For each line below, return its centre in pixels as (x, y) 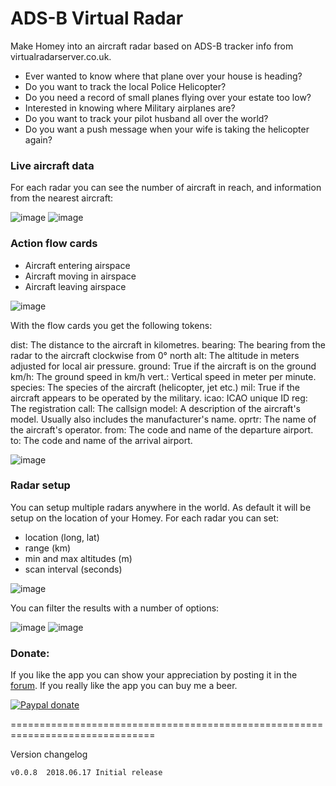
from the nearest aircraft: (62, 198)
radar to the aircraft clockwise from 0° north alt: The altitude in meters (155, 355)
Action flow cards (54, 244)
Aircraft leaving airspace (75, 286)
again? (38, 139)
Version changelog (49, 754)
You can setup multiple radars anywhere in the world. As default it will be (161, 507)
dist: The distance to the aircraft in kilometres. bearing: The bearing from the (168, 344)
